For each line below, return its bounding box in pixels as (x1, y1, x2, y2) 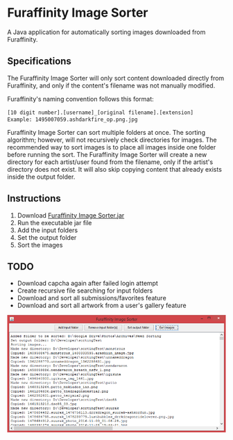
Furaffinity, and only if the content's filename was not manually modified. (7, 81, 216, 90)
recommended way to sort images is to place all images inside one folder (7, 142, 216, 151)
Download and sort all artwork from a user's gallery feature (17, 301, 187, 310)
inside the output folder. (7, 172, 76, 181)
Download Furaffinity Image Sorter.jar (17, 211, 125, 220)
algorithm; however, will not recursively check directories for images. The (7, 136, 217, 144)
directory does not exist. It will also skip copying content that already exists (7, 165, 222, 173)
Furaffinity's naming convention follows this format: (7, 95, 154, 103)
